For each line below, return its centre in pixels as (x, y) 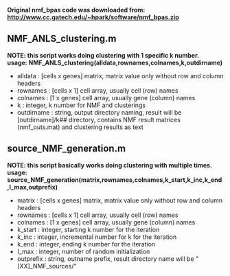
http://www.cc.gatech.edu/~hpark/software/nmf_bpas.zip (93, 17)
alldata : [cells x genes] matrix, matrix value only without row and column (120, 76)
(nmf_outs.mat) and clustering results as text (80, 127)
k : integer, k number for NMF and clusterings (81, 105)
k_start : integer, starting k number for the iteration (88, 229)
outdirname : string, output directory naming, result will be (99, 112)
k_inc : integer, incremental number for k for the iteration (97, 237)
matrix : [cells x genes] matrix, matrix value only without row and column (120, 200)
